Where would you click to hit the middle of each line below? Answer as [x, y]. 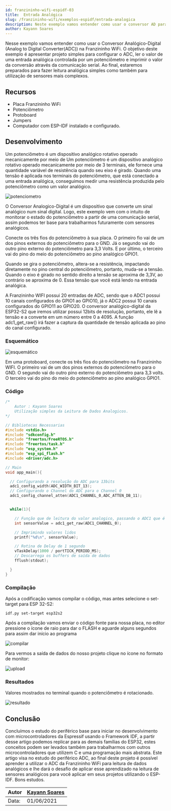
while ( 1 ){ [20, 510]
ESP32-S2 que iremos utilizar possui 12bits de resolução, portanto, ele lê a [83, 312]
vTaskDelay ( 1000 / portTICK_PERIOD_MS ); [58, 551]
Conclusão [23, 719]
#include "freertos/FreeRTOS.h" [39, 439]
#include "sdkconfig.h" [31, 435]
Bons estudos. [30, 780]
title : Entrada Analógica [34, 15]
